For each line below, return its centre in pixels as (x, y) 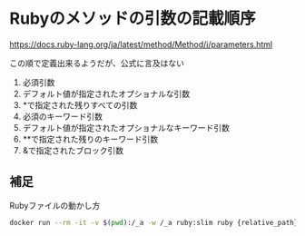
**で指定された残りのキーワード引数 (90, 139)
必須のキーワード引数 (62, 116)
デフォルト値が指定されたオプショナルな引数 (106, 93)
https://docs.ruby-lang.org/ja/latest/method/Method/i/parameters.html (141, 44)
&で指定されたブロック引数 (73, 150)
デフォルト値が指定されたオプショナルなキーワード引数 (126, 127)
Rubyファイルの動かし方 (55, 205)
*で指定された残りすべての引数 (80, 104)
